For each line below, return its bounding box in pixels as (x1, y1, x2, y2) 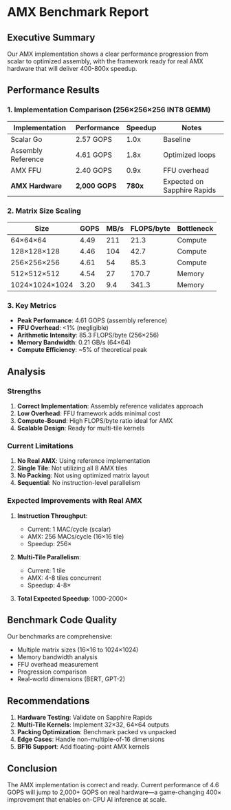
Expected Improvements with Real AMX (7, 496, 142, 506)
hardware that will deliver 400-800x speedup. (7, 65, 137, 72)
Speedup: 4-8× (27, 581, 71, 589)
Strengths (7, 386, 41, 396)
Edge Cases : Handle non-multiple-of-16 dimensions (16, 735, 165, 744)
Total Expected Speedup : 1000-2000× (16, 594, 129, 603)
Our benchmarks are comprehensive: (7, 632, 113, 641)
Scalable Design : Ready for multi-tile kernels (16, 424, 145, 432)
